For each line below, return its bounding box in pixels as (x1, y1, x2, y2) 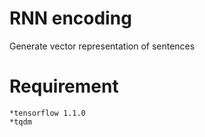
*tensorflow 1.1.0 (9, 108, 86, 118)
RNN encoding (9, 7, 132, 30)
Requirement (9, 75, 119, 98)
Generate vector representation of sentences (9, 40, 196, 52)
